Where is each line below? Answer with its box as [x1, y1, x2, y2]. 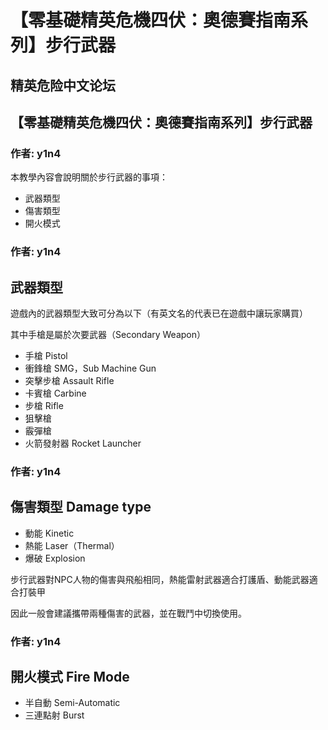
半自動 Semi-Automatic [24, 697, 121, 709]
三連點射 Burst [24, 709, 85, 721]
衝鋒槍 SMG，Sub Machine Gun [24, 362, 157, 374]
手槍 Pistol [24, 350, 68, 361]
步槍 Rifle [24, 400, 64, 411]
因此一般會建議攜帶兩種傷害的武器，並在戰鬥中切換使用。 [10, 607, 247, 619]
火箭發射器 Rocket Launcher [24, 437, 142, 449]
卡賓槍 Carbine [24, 387, 87, 399]
